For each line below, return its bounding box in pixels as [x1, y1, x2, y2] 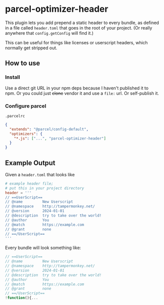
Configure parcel [5, 102, 47, 109]
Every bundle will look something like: [5, 245, 81, 251]
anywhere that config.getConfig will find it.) [5, 30, 94, 36]
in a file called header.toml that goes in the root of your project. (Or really [5, 25, 153, 30]
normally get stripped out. [5, 45, 58, 51]
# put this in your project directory [5, 186, 84, 191]
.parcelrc [5, 113, 25, 118]
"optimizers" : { [9, 131, 43, 136]
